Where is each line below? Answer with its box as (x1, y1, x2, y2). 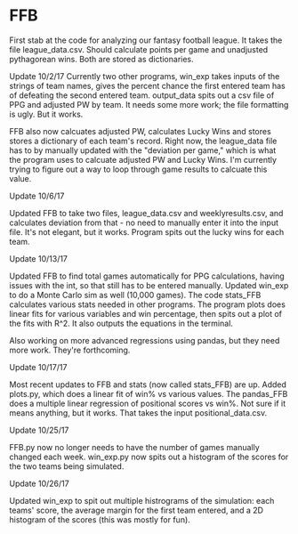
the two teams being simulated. (9, 460, 125, 472)
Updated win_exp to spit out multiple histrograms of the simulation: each (9, 495, 275, 506)
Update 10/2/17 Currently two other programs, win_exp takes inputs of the (9, 70, 280, 81)
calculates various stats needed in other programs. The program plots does (9, 299, 286, 310)
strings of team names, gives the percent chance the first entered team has (9, 80, 286, 91)
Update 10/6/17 (9, 190, 65, 201)
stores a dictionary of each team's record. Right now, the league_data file (9, 135, 278, 146)
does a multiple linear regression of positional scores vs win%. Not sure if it (9, 398, 286, 409)
